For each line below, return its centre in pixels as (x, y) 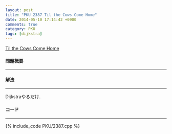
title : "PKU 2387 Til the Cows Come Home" (51, 15)
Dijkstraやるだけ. (23, 97)
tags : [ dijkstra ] (24, 34)
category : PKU (20, 29)
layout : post (19, 10)
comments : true (21, 24)
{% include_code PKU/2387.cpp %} (43, 126)
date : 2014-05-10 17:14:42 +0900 (41, 19)
